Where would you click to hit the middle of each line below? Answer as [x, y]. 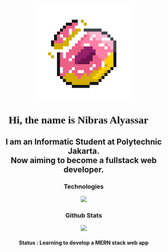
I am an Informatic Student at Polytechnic [84, 141]
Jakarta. [84, 151]
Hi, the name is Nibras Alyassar [78, 120]
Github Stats [84, 215]
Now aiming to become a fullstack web [84, 160]
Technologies [84, 186]
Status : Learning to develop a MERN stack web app [84, 243]
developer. [84, 169]
